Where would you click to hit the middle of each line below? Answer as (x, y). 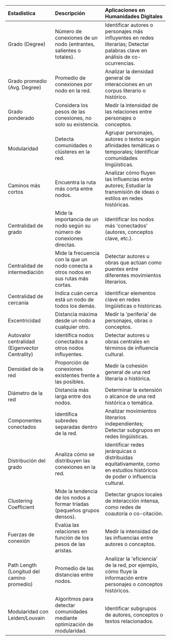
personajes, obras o (129, 320)
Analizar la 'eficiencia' (131, 559)
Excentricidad (24, 320)
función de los (72, 538)
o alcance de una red (130, 396)
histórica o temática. (129, 403)
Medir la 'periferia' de (131, 314)
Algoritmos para (74, 599)
